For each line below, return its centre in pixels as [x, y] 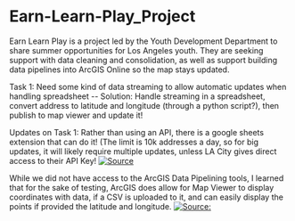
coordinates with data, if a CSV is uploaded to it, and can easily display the [146, 197]
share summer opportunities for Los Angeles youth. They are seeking [136, 50]
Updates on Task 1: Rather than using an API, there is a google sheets [137, 132]
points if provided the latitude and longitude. [90, 206]
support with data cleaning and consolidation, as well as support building [143, 60]
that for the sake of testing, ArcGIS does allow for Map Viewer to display [142, 187]
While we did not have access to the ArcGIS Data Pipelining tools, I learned [147, 178]
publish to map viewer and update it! [76, 115]
